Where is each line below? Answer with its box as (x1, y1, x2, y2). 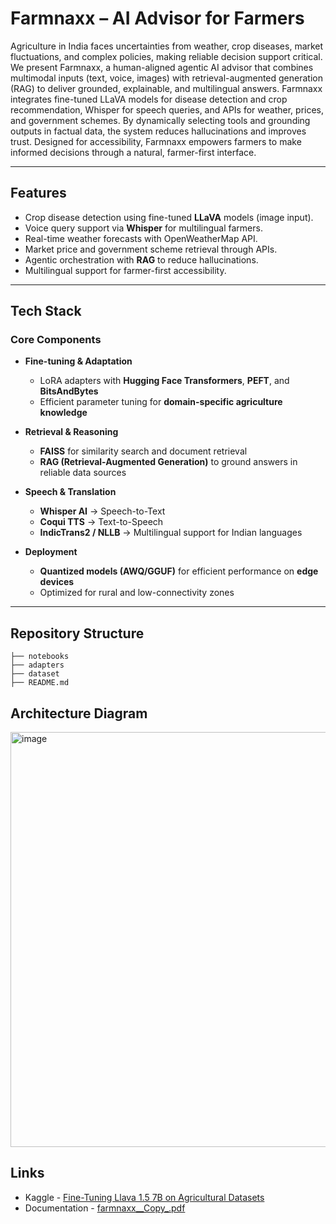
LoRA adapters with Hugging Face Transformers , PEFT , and (39, 375, 290, 387)
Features (10, 185, 67, 202)
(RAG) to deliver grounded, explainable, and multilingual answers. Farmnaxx (10, 82, 323, 94)
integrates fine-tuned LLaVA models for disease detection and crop (10, 93, 288, 105)
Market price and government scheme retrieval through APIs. (24, 243, 278, 255)
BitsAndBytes (39, 385, 99, 397)
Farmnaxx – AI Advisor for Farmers (10, 7, 305, 30)
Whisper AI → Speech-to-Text (39, 505, 166, 517)
